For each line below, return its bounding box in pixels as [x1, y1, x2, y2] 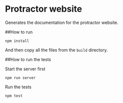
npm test [5, 93, 23, 98]
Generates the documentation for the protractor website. [5, 20, 119, 25]
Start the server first [5, 66, 46, 72]
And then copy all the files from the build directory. [5, 47, 108, 53]
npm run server [5, 75, 36, 80]
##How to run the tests [5, 56, 51, 62]
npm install [5, 38, 29, 43]
